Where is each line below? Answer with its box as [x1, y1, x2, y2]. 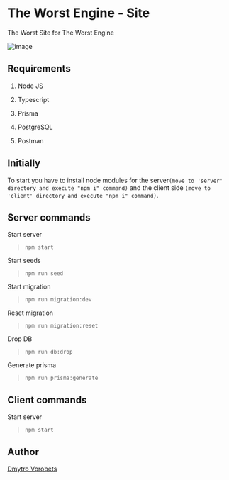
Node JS [17, 82, 44, 90]
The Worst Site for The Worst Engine [7, 28, 115, 37]
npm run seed [24, 270, 64, 277]
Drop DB [7, 335, 33, 343]
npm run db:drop [24, 349, 73, 356]
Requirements [7, 62, 71, 75]
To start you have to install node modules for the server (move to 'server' [7, 176, 223, 184]
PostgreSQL [17, 123, 53, 131]
